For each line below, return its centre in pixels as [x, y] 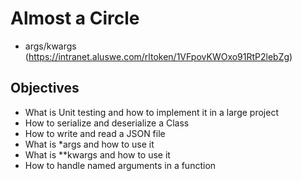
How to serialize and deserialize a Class [107, 123]
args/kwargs [50, 46]
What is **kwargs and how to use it [97, 154]
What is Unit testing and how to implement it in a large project [151, 112]
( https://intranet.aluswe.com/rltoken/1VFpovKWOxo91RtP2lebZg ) [158, 56]
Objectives [45, 88]
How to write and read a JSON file [95, 133]
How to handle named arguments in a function [120, 165]
